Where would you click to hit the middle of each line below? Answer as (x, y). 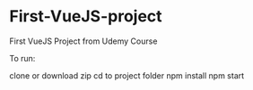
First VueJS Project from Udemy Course (83, 41)
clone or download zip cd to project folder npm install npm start (127, 75)
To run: (22, 58)
